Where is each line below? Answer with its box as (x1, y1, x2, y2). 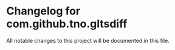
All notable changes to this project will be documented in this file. (6, 37, 170, 44)
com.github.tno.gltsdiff (6, 17, 128, 31)
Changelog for (6, 4, 81, 18)
